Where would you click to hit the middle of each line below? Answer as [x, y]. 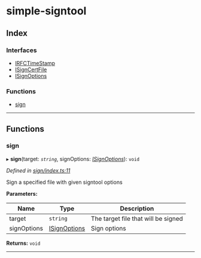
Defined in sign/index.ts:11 [38, 170]
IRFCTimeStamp [35, 63]
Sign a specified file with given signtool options [64, 182]
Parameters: [22, 193]
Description [137, 208]
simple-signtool [46, 11]
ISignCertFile [31, 69]
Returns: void [23, 243]
